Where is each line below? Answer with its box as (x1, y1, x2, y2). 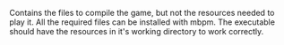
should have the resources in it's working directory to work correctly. (9, 26, 264, 36)
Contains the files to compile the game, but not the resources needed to (9, 8, 275, 18)
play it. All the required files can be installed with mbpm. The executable (9, 17, 276, 27)
